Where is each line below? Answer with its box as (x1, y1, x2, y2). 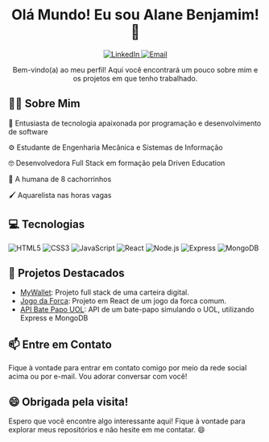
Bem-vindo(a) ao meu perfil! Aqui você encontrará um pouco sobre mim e (12, 64, 259, 74)
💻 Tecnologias (8, 217, 85, 231)
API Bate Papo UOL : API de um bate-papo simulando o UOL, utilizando (19, 304, 255, 315)
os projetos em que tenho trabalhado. (72, 73, 198, 83)
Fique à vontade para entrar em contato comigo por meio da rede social (8, 363, 247, 373)
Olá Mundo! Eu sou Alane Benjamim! (10, 6, 260, 24)
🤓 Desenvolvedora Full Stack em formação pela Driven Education (8, 158, 226, 167)
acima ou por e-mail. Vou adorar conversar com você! (8, 372, 188, 382)
